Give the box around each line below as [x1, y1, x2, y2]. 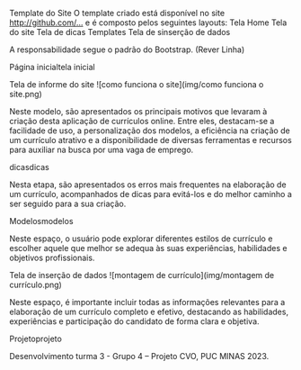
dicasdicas [9, 162, 49, 172]
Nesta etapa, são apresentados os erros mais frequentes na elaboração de [9, 179, 287, 190]
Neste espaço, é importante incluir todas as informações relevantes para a [9, 297, 286, 307]
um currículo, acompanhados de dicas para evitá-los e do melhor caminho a [9, 189, 292, 199]
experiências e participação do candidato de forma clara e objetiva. [9, 316, 260, 327]
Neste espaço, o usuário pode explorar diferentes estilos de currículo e [9, 233, 273, 244]
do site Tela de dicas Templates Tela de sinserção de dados [9, 27, 231, 37]
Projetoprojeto [9, 333, 63, 344]
